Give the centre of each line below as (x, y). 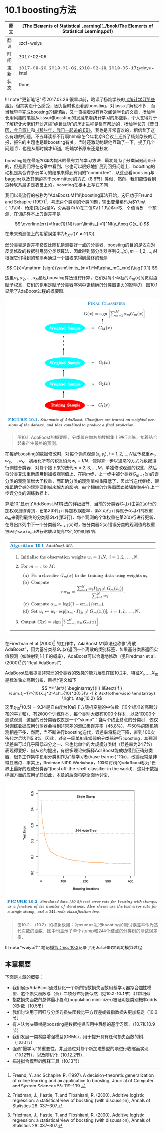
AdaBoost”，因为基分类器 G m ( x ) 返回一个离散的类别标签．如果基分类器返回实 (82, 650)
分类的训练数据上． (33, 493)
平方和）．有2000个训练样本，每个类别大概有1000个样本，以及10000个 (85, 714)
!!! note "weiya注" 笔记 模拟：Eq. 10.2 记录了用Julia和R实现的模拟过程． (76, 947)
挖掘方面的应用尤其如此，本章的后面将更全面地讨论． (59, 775)
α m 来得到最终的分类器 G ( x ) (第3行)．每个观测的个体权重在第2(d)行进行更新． (82, 518)
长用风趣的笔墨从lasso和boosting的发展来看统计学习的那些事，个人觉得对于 (81, 117)
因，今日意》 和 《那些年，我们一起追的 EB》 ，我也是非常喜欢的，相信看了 (78, 130)
